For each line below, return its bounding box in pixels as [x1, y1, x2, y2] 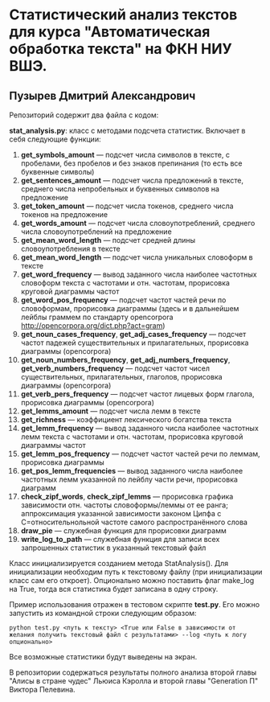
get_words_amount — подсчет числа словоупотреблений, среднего [20, 219, 256, 228]
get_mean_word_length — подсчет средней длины [20, 236, 196, 244]
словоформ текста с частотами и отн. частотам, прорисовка [20, 278, 230, 287]
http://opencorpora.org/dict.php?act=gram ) [20, 321, 166, 330]
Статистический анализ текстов [9, 6, 238, 24]
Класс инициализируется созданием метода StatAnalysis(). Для [9, 559, 229, 568]
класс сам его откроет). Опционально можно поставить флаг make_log [9, 576, 255, 585]
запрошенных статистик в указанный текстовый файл [20, 543, 207, 552]
